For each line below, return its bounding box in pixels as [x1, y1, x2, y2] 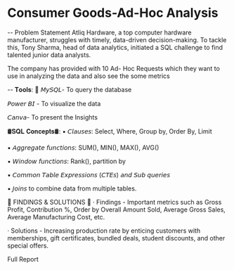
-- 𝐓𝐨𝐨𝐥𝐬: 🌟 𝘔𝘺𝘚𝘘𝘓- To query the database [7, 85, 132, 94]
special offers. [7, 241, 49, 250]
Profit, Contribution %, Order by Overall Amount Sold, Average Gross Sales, [7, 205, 226, 214]
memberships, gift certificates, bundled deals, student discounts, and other [7, 233, 226, 242]
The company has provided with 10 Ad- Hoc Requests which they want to [7, 64, 220, 72]
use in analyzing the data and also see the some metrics [7, 72, 171, 80]
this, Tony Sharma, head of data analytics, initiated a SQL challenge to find [7, 43, 223, 51]
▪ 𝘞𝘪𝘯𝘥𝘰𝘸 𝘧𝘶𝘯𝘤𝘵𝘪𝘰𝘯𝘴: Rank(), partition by [7, 157, 126, 165]
